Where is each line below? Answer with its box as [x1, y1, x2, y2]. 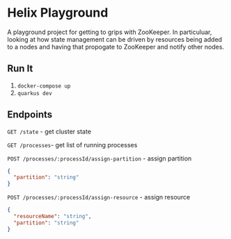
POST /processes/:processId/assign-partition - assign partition [7, 154, 192, 163]
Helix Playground [7, 5, 109, 21]
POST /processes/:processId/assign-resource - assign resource [7, 193, 191, 201]
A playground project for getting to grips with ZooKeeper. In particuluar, [7, 28, 212, 36]
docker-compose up [17, 82, 71, 90]
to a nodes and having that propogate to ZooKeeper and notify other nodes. [7, 42, 225, 51]
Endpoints [7, 109, 53, 121]
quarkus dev [17, 90, 52, 97]
